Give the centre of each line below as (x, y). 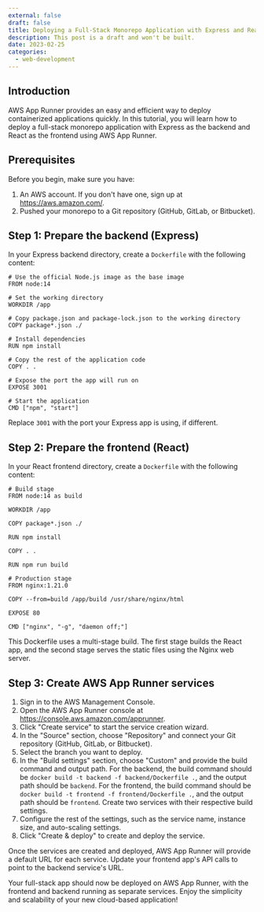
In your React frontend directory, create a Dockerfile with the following (123, 467)
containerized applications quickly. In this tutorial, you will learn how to (123, 118)
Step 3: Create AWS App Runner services (111, 683)
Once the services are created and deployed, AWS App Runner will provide (130, 851)
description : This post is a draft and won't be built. (101, 37)
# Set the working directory (56, 298)
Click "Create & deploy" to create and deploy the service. (112, 836)
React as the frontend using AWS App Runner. (82, 135)
